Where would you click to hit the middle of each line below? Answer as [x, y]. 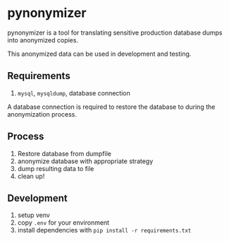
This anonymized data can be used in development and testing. [99, 54]
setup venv [34, 215]
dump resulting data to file [56, 168]
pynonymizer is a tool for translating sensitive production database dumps [115, 33]
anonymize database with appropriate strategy [85, 161]
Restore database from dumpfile [64, 153]
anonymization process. [42, 114]
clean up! [31, 176]
